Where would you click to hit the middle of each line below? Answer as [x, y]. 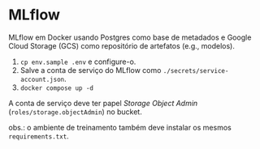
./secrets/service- [196, 70]
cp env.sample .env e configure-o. [78, 62]
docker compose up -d [56, 88]
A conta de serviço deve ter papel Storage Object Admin [103, 103]
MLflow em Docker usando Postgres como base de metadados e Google [130, 37]
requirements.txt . [39, 136]
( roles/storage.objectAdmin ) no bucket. [75, 112]
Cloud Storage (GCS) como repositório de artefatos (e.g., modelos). [122, 45]
